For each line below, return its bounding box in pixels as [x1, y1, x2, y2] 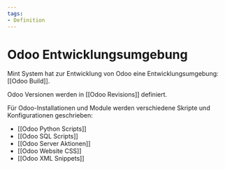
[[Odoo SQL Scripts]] [17, 132, 78, 140]
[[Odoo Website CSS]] [17, 147, 82, 155]
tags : [7, 10, 23, 17]
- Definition [7, 17, 45, 24]
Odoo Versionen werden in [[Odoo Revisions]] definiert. [7, 90, 168, 99]
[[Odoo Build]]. [7, 77, 50, 86]
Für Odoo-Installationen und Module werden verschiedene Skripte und [7, 104, 211, 112]
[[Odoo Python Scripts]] [17, 124, 87, 133]
